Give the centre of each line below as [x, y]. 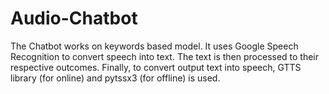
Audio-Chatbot [74, 18]
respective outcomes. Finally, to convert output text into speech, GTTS [156, 67]
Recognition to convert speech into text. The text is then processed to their [165, 56]
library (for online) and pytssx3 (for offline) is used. [115, 78]
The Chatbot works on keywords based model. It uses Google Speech [154, 46]
